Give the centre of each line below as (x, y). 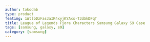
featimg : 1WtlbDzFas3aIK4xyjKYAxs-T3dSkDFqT (51, 18)
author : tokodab (21, 9)
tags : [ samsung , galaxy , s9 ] (35, 28)
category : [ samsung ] (26, 32)
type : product (20, 14)
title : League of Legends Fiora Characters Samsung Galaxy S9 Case (75, 23)
